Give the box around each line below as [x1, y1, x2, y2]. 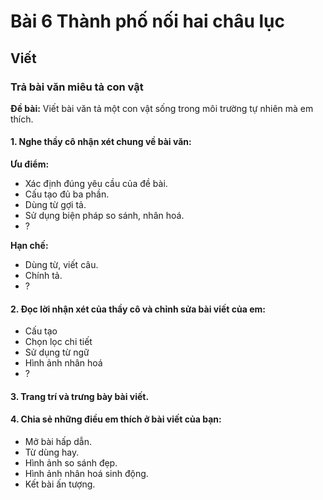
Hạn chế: [10, 240, 49, 252]
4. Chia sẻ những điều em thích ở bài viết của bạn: [10, 413, 222, 425]
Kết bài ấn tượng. [24, 478, 96, 490]
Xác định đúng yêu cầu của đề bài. [24, 178, 168, 190]
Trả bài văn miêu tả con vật [10, 80, 144, 94]
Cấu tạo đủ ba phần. [24, 188, 110, 200]
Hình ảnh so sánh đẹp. [24, 457, 118, 469]
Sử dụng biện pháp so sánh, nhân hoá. [24, 210, 185, 222]
